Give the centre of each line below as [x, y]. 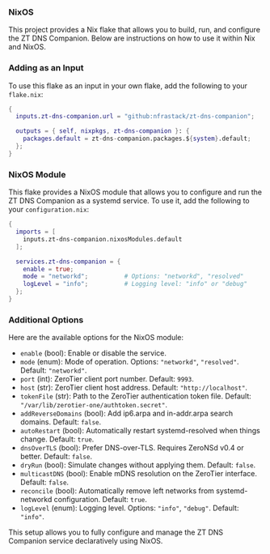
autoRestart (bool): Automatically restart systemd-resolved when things [140, 431]
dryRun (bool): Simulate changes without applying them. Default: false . [138, 465]
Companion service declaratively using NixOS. [86, 541]
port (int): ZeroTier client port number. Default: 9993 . [107, 379]
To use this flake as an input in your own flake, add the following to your [128, 85]
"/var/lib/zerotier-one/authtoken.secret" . [94, 405]
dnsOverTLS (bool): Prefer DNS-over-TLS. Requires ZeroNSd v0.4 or [132, 448]
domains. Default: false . [61, 422]
